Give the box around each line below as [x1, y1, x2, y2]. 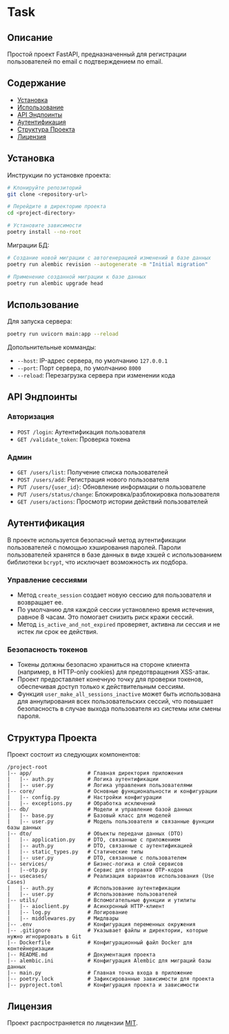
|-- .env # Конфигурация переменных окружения [7, 921, 196, 928]
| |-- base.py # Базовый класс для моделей [7, 812, 171, 820]
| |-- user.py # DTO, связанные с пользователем [7, 855, 187, 862]
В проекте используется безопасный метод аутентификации [7, 535, 186, 544]
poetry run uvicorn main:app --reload [7, 331, 119, 338]
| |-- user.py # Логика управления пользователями [7, 782, 193, 789]
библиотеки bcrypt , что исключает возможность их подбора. [7, 557, 188, 566]
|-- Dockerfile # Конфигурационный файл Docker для [7, 939, 193, 946]
